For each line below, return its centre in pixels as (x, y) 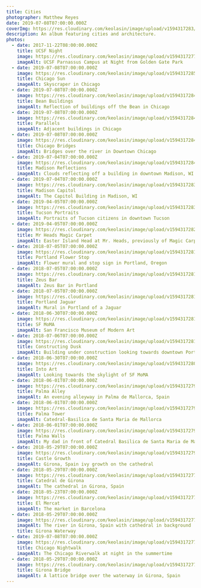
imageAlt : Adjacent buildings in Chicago (69, 129)
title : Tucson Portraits (48, 213)
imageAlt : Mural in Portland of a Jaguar (69, 308)
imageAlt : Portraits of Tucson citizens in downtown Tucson (93, 219)
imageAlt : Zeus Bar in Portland (57, 285)
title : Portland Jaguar (47, 302)
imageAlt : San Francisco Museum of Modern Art (76, 330)
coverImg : (19, 29)
